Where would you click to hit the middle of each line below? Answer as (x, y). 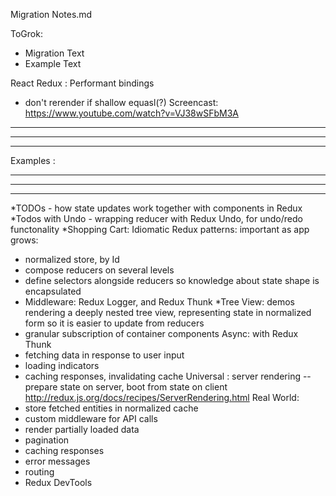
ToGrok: (26, 33)
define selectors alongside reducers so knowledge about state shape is (172, 280)
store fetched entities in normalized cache (111, 408)
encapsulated (53, 291)
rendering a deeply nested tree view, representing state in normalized (168, 312)
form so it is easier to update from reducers (114, 323)
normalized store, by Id (72, 259)
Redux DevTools (58, 482)
